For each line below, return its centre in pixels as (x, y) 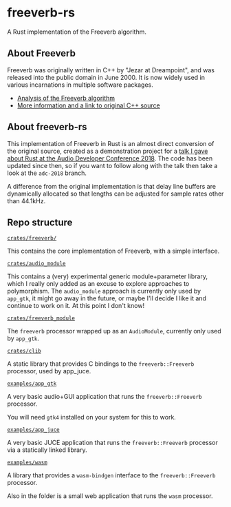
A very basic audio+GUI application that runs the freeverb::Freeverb (104, 397)
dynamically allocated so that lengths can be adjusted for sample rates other (115, 194)
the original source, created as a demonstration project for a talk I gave (108, 151)
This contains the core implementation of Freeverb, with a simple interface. (113, 251)
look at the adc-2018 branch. (47, 173)
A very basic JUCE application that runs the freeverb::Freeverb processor (113, 443)
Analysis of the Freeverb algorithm (66, 98)
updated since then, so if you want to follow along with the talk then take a (112, 165)
